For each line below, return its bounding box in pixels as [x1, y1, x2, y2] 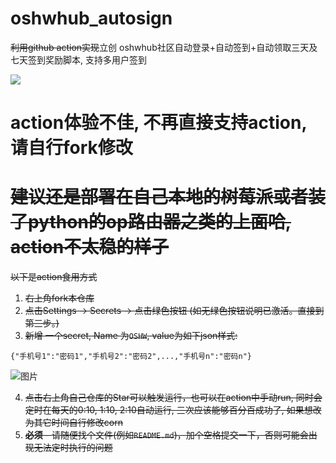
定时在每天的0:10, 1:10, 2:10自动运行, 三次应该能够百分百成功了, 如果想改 [24, 404, 322, 416]
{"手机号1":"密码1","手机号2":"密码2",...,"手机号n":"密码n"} [10, 352, 252, 362]
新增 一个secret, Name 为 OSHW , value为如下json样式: [24, 330, 238, 342]
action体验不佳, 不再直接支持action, [10, 112, 307, 134]
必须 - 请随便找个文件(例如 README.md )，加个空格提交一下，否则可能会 [24, 429, 309, 441]
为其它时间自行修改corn [24, 417, 123, 429]
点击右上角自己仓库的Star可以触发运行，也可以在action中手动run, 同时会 [24, 392, 323, 404]
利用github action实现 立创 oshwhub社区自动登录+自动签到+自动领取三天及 [10, 41, 318, 53]
